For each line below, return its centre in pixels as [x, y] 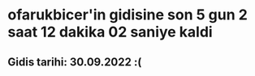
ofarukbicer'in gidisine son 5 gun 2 [128, 15]
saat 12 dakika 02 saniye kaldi [110, 32]
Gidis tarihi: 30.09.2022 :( [75, 62]
